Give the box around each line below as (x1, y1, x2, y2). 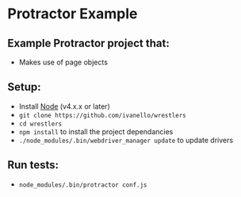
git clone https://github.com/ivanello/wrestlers (18, 111, 187, 119)
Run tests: (7, 158, 59, 172)
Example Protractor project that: (7, 37, 170, 50)
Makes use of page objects (18, 57, 109, 67)
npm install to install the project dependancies (18, 126, 174, 136)
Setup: (7, 80, 41, 94)
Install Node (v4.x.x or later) (18, 101, 110, 111)
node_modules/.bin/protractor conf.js (18, 180, 147, 189)
